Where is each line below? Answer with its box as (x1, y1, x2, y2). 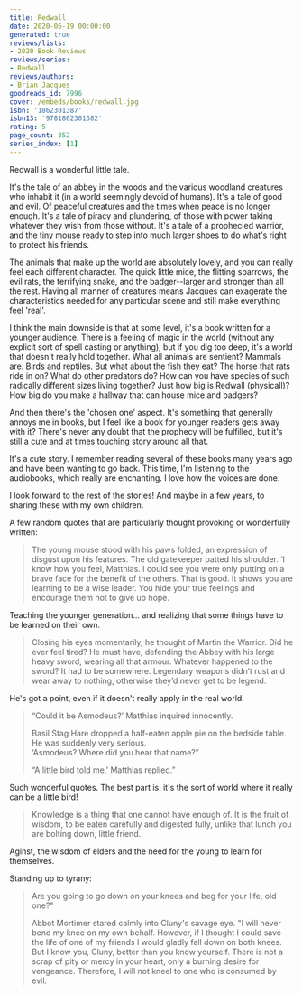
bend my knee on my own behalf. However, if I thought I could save (31, 927, 282, 938)
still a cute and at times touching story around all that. (9, 436, 209, 446)
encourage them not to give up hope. (31, 592, 169, 603)
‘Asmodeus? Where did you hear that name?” (31, 746, 200, 757)
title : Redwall (9, 13, 67, 23)
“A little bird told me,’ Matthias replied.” (31, 764, 176, 775)
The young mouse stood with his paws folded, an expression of (31, 544, 268, 555)
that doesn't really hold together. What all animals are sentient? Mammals (9, 351, 282, 361)
